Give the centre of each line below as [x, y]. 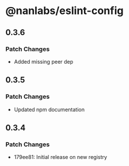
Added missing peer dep [43, 61]
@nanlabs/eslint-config [64, 11]
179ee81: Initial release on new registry [60, 157]
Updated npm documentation [49, 109]
